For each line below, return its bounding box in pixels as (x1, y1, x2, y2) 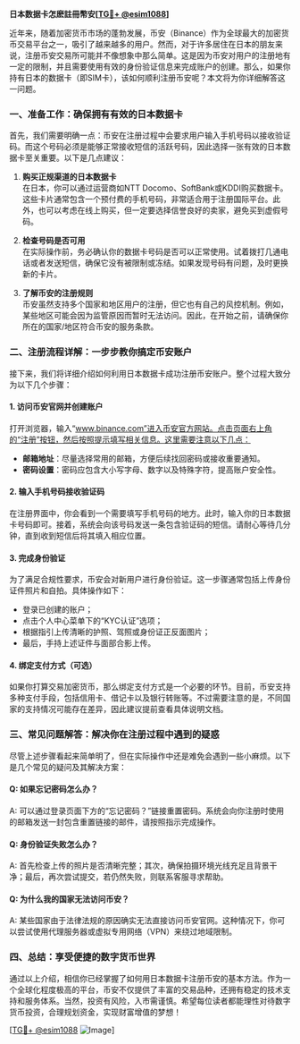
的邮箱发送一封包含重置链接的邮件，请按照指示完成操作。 (9, 816, 221, 827)
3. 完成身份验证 (9, 552, 66, 563)
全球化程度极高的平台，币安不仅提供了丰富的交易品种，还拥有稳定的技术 (16, 984, 283, 995)
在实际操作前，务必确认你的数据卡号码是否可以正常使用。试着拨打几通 (21, 246, 281, 258)
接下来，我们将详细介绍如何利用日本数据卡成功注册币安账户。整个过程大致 (9, 368, 283, 378)
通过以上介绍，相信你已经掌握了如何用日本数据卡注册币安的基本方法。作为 (9, 972, 283, 983)
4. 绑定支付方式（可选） (9, 659, 97, 670)
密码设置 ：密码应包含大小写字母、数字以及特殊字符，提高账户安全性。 (21, 464, 281, 475)
